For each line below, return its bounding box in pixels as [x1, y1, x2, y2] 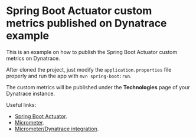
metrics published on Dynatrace [6, 16, 167, 30]
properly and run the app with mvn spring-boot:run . [6, 72, 132, 79]
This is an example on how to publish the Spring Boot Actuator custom [6, 48, 178, 55]
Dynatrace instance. [6, 90, 55, 97]
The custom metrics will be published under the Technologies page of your [6, 83, 190, 90]
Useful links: [6, 101, 37, 108]
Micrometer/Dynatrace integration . [14, 125, 99, 132]
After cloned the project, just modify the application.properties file [6, 66, 172, 73]
